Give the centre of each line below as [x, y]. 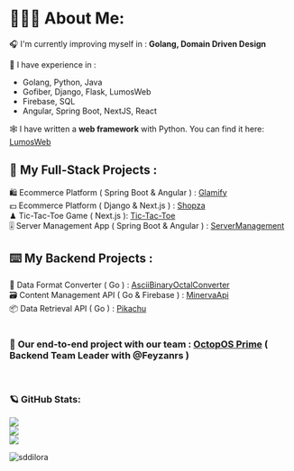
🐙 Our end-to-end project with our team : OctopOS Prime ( [139, 344]
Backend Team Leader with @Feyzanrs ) [99, 356]
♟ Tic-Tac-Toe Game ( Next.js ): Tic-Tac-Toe [92, 215]
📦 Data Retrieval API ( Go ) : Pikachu [78, 308]
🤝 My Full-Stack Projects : [83, 170]
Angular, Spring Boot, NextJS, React [90, 111]
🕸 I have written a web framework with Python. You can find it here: [137, 129]
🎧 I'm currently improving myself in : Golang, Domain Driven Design [138, 43]
